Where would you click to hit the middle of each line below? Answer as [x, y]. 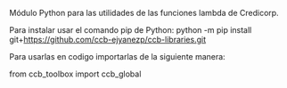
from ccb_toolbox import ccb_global [75, 74]
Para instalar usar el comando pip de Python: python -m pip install [131, 30]
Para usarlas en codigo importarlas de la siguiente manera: [117, 56]
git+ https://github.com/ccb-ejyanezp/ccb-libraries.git [108, 40]
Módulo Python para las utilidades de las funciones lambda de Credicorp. [144, 13]
